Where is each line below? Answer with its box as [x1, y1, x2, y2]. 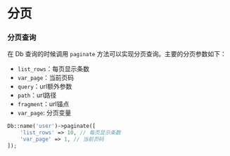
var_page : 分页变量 [17, 109, 72, 117]
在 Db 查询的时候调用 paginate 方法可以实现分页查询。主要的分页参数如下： [7, 50, 226, 58]
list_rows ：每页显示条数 [17, 65, 90, 73]
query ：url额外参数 [17, 82, 72, 91]
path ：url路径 [17, 91, 57, 100]
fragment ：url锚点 [17, 100, 70, 108]
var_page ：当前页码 [17, 74, 75, 82]
